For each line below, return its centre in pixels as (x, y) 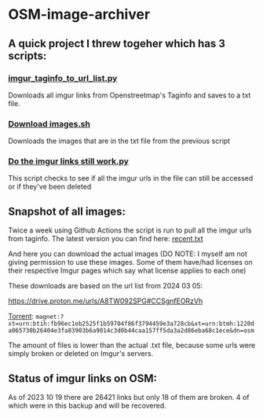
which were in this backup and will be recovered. (87, 405)
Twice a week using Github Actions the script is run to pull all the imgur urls (130, 230)
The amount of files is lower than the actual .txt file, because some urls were (132, 345)
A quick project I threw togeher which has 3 (117, 44)
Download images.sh (49, 123)
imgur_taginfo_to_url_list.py (63, 78)
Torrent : (21, 317)
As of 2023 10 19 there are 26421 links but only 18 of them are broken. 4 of (129, 398)
